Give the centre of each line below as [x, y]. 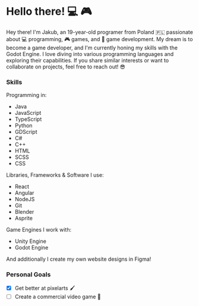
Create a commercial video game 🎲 [58, 296]
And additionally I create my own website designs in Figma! [79, 259]
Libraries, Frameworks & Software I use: [55, 175]
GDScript [26, 132]
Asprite [23, 218]
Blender [24, 212]
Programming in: [26, 95]
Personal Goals [29, 274]
